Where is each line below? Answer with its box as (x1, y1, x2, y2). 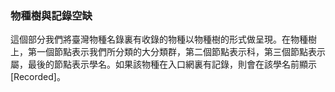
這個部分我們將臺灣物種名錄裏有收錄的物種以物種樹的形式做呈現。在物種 (10, 33, 308, 46)
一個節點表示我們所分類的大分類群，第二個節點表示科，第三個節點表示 (36, 46, 326, 58)
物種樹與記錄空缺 (10, 8, 93, 22)
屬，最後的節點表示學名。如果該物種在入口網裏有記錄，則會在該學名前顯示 (10, 58, 317, 71)
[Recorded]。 (10, 71, 66, 83)
